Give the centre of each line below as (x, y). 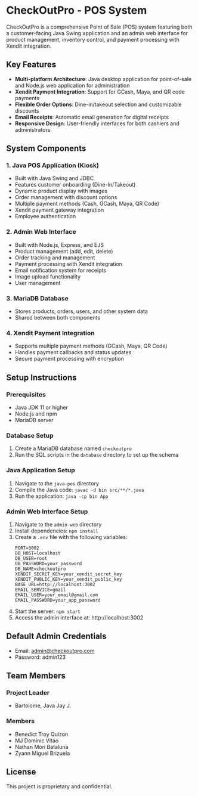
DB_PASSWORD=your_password (48, 563)
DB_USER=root (31, 558)
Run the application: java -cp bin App (61, 496)
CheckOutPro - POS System (77, 10)
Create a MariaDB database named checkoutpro (73, 448)
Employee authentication (45, 216)
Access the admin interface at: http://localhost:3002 (79, 617)
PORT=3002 (27, 548)
